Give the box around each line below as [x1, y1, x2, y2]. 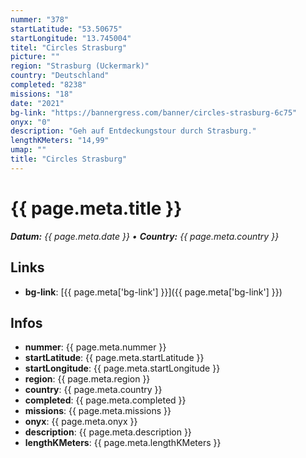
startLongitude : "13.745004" [10, 33, 132, 43]
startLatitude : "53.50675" [10, 24, 123, 34]
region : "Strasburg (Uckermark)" [10, 61, 150, 71]
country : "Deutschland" [10, 71, 110, 81]
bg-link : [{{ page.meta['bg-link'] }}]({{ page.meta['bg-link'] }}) [24, 286, 283, 298]
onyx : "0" [10, 117, 52, 127]
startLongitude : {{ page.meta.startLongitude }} [24, 362, 221, 375]
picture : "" [10, 52, 60, 62]
